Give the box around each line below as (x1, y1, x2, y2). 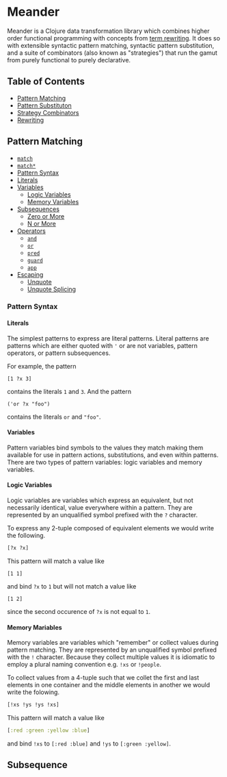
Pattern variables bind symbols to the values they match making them (7, 443, 204, 452)
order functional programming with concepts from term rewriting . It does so (7, 34, 221, 42)
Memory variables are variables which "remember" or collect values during (7, 639, 219, 647)
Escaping (16, 270, 44, 278)
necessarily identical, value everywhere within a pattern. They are (7, 504, 193, 512)
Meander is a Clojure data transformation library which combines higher (7, 27, 210, 35)
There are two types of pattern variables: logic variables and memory (7, 458, 203, 466)
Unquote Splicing (27, 285, 77, 293)
